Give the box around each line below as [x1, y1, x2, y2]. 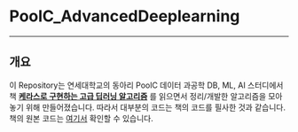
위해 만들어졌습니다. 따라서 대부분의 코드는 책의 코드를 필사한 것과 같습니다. [25, 102, 286, 113]
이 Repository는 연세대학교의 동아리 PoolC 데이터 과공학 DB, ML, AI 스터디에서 [9, 80, 284, 90]
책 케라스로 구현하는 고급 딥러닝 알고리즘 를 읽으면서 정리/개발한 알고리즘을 [9, 90, 267, 101]
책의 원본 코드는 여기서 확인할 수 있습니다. [9, 113, 153, 123]
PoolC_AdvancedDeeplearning [9, 6, 240, 27]
